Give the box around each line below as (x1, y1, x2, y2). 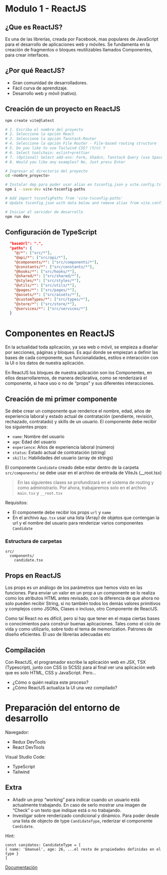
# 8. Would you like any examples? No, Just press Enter (5, 159, 126, 165)
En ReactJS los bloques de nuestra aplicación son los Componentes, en (5, 370, 153, 376)
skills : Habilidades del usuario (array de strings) (12, 455, 113, 461)
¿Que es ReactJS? (5, 23, 63, 31)
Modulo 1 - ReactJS (5, 3, 86, 14)
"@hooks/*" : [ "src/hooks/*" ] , (14, 269, 77, 274)
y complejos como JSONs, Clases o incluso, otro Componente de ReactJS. (5, 606, 159, 612)
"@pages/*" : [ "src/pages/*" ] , (14, 288, 77, 292)
